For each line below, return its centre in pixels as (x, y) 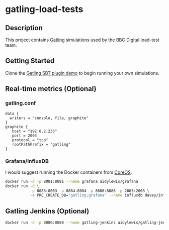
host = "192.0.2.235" (34, 131)
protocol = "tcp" (30, 140)
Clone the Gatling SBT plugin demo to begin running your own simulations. (82, 73)
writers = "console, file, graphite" (49, 118)
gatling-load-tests (44, 9)
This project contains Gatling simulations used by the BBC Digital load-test (82, 40)
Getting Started (30, 61)
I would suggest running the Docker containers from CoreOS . (69, 172)
